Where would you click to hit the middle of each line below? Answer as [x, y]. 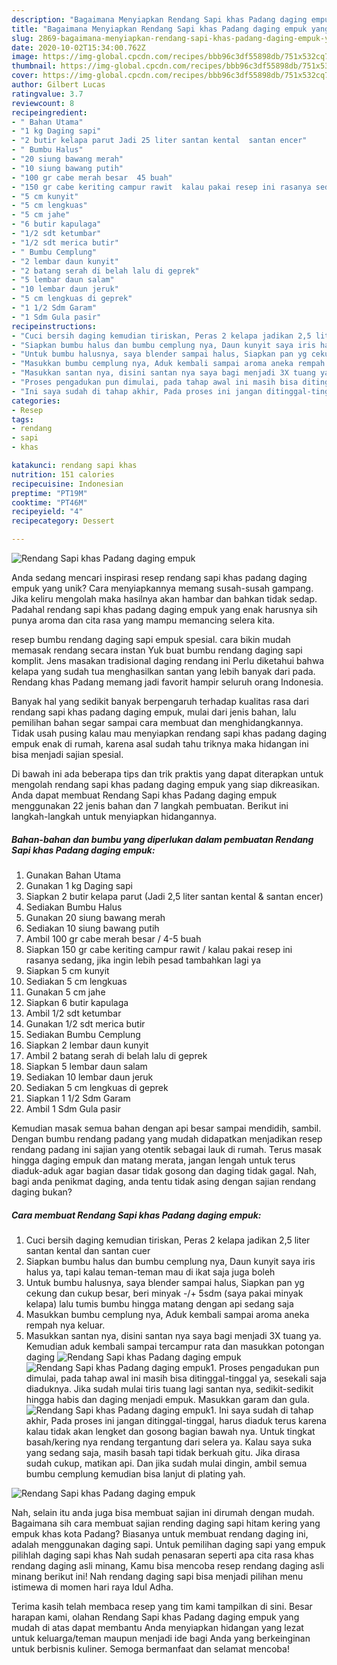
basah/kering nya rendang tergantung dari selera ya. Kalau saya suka [169, 1442]
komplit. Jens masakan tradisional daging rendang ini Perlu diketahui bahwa [168, 660]
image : [25, 57]
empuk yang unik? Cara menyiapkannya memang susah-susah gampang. [162, 588]
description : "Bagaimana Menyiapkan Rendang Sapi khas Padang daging [159, 19]
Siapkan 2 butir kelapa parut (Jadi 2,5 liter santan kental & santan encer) [174, 896]
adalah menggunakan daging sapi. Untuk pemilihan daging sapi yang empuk [168, 1544]
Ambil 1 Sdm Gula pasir [73, 1108]
